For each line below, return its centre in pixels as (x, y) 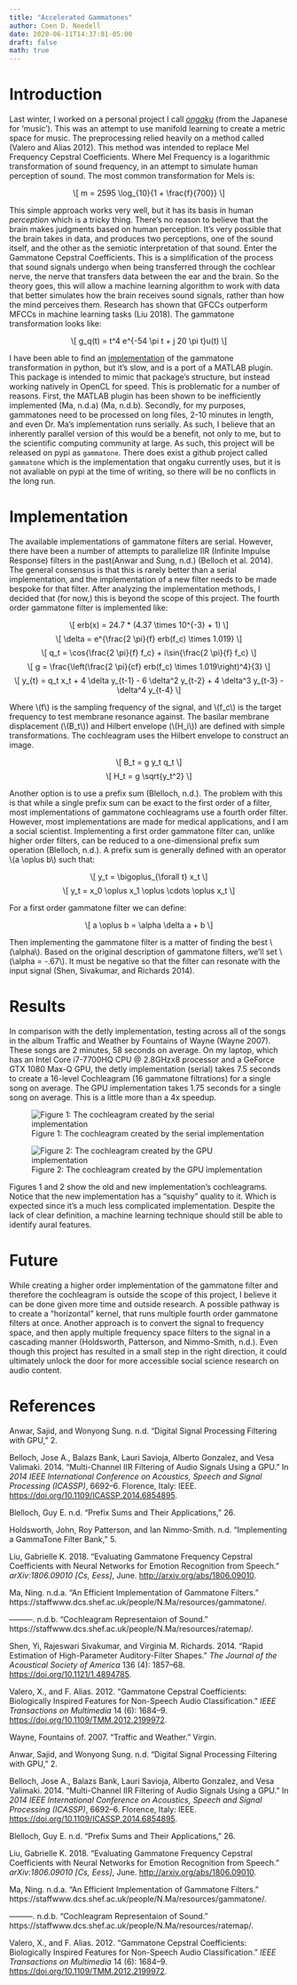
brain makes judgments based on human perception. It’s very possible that (145, 229)
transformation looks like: (55, 324)
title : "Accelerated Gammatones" (71, 17)
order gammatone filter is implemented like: (89, 607)
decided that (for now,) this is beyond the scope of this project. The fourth (145, 598)
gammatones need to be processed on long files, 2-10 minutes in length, (141, 415)
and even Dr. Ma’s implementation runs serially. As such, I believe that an (142, 424)
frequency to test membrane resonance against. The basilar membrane (139, 716)
